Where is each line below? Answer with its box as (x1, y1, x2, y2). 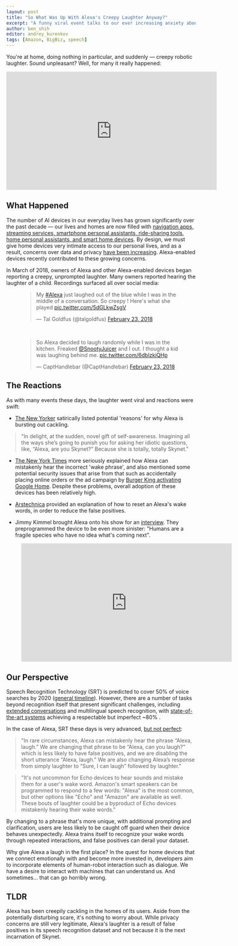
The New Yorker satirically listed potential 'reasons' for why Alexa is (14, 414, 183, 421)
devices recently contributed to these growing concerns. (6, 255, 147, 262)
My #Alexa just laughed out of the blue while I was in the (35, 291, 176, 298)
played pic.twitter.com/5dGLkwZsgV (35, 304, 126, 311)
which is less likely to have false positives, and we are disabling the (20, 749, 188, 757)
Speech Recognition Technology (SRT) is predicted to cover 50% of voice (6, 688, 189, 695)
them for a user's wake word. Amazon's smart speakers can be (20, 781, 178, 788)
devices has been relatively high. (14, 489, 97, 496)
